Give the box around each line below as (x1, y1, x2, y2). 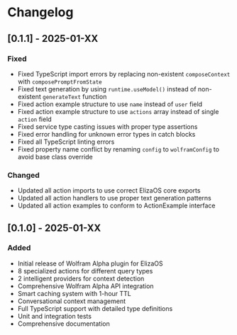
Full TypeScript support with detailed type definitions (17, 304, 173, 312)
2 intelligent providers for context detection (17, 274, 145, 283)
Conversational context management (17, 297, 126, 305)
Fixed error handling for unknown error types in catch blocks (17, 130, 196, 138)
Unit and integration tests (17, 312, 92, 320)
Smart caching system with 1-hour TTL (17, 289, 131, 297)
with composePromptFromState (17, 77, 102, 86)
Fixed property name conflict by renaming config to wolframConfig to (17, 144, 220, 153)
